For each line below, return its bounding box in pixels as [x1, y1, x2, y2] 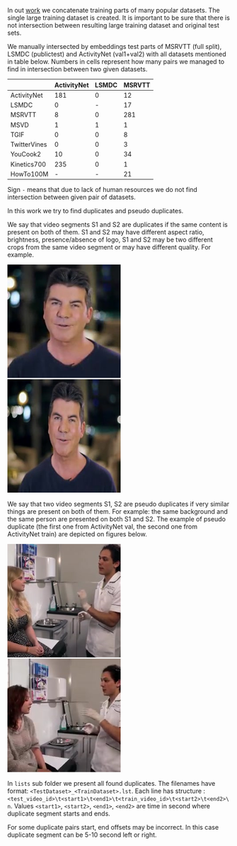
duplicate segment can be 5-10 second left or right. [7, 830, 157, 839]
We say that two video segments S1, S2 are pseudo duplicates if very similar [7, 500, 230, 509]
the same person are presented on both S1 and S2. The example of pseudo [7, 515, 226, 524]
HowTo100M [10, 169, 49, 178]
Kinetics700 [10, 159, 47, 169]
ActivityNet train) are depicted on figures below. [7, 530, 147, 538]
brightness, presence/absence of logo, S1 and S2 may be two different [7, 235, 214, 244]
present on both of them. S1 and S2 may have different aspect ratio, [7, 228, 204, 237]
